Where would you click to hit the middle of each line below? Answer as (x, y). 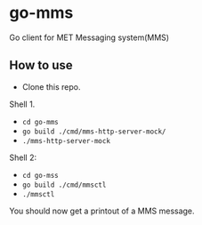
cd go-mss (40, 175)
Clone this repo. (51, 86)
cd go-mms (40, 122)
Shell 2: (23, 157)
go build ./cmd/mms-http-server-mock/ (94, 132)
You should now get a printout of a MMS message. (102, 211)
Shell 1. (22, 104)
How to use (41, 65)
